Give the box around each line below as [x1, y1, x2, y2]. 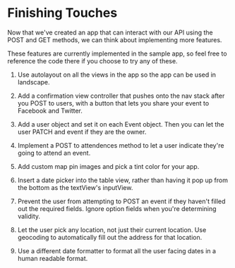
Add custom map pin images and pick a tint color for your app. [17, 162, 200, 170]
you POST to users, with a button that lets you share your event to [17, 98, 210, 107]
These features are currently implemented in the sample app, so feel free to [7, 49, 227, 58]
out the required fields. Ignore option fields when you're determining [17, 204, 217, 212]
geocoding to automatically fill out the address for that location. [17, 233, 203, 241]
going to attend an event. [17, 148, 91, 157]
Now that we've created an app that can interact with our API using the [7, 28, 213, 37]
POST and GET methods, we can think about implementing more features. [7, 35, 222, 44]
